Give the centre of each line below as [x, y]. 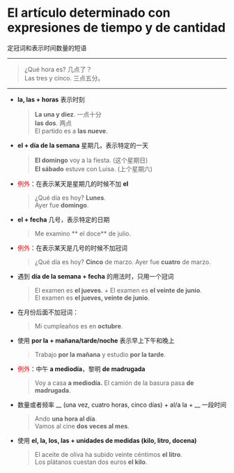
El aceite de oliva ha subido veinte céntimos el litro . [108, 454]
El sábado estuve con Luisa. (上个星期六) [94, 168]
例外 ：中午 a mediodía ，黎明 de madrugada [81, 369]
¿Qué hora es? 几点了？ [58, 69]
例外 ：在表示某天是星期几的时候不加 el [73, 184]
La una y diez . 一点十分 [68, 114]
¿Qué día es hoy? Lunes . [70, 198]
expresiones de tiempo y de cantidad [117, 28]
